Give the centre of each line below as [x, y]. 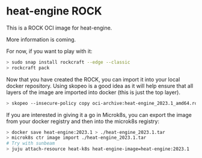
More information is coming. [41, 39]
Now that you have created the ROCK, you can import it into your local [93, 79]
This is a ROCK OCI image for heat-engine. [59, 28]
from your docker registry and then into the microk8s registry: [83, 121]
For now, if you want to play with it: [49, 51]
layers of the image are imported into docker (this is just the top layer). [93, 92]
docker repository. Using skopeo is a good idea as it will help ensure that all [100, 86]
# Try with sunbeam [31, 144]
